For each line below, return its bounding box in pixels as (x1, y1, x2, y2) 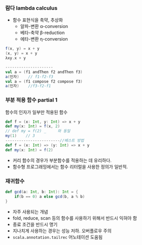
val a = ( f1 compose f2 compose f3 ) (5, 79, 83, 84)
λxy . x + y (5, 56, 26, 61)
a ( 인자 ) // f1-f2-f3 (5, 74, 53, 79)
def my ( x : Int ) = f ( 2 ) (5, 147, 53, 153)
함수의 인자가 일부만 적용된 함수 (5, 109, 68, 115)
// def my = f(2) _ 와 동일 (5, 128, 70, 134)
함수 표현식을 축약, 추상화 (12, 17, 63, 23)
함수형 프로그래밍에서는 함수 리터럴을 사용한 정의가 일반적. (12, 163, 128, 169)
